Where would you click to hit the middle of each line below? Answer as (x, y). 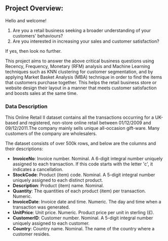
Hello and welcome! (26, 20)
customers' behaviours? (38, 36)
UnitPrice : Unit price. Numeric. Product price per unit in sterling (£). (83, 213)
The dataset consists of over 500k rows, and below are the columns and (81, 144)
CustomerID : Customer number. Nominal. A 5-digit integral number (83, 218)
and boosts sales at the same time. (41, 93)
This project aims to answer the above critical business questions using (80, 61)
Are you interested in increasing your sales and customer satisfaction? (86, 41)
